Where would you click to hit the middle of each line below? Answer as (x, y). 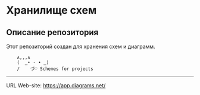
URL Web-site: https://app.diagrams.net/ (56, 85)
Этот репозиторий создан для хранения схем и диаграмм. (81, 46)
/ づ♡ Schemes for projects (55, 69)
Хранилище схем (51, 10)
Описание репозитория (52, 32)
